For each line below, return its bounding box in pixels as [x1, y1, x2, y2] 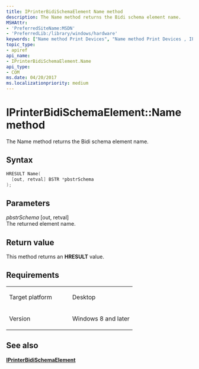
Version [9, 315, 31, 323]
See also [6, 341, 38, 351]
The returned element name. [6, 220, 76, 227]
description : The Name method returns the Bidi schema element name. [6, 14, 182, 20]
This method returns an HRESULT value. [6, 253, 105, 260]
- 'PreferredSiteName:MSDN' [6, 25, 76, 31]
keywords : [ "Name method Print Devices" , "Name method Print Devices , [6, 36, 187, 42]
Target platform [9, 293, 52, 301]
